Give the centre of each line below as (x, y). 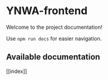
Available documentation (53, 57)
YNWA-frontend (47, 11)
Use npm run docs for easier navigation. (54, 38)
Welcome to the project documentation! (54, 27)
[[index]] (17, 71)
